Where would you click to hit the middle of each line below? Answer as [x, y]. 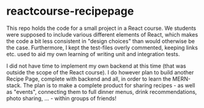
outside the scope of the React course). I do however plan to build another [100, 72]
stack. [14, 85]
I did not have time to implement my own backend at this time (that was [96, 66]
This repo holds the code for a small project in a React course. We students [101, 28]
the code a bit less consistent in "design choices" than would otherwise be [100, 41]
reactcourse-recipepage [70, 11]
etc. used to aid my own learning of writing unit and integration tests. [93, 54]
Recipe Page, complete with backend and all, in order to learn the [89, 79]
